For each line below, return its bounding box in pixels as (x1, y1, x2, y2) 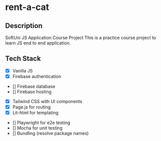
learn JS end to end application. (5, 40, 71, 46)
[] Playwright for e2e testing (12, 119, 70, 126)
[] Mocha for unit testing (12, 125, 62, 131)
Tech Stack (5, 54, 41, 63)
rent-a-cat (5, 1, 49, 13)
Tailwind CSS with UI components (12, 98, 82, 104)
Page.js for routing (12, 104, 51, 110)
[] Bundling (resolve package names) (12, 130, 89, 136)
